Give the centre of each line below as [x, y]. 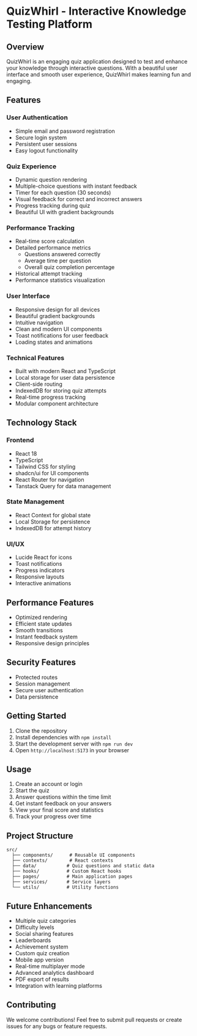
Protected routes [36, 677]
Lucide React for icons [43, 557]
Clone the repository [41, 731]
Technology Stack [42, 423]
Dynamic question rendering [51, 179]
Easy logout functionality [46, 150]
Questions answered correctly [62, 254]
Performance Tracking [41, 228]
